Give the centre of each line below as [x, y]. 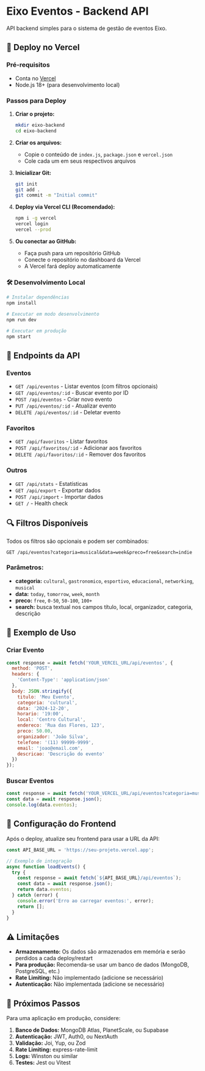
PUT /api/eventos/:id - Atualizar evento [66, 406]
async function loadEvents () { [46, 867]
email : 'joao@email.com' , [50, 748]
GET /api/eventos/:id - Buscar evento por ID [72, 393]
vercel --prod [33, 230]
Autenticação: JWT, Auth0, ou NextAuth [67, 1037]
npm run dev [21, 319]
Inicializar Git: [33, 173]
